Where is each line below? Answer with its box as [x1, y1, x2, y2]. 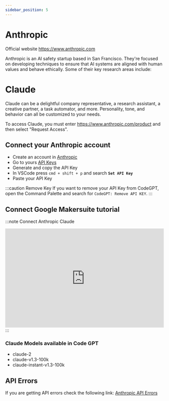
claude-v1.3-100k [12, 357, 49, 363]
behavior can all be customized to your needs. [5, 111, 102, 117]
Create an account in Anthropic [12, 154, 77, 160]
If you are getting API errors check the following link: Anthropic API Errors [5, 390, 158, 396]
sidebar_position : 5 [5, 7, 49, 13]
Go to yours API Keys [12, 159, 57, 166]
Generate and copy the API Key [12, 165, 78, 171]
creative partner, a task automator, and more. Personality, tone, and [5, 106, 145, 112]
